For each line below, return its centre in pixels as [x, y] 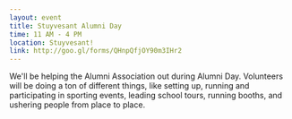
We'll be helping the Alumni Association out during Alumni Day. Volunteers [146, 76]
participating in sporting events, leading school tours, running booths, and [146, 96]
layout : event [36, 17]
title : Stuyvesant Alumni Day [66, 26]
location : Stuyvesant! [52, 42]
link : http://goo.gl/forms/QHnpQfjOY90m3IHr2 [95, 51]
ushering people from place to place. [77, 105]
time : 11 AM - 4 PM [46, 34]
